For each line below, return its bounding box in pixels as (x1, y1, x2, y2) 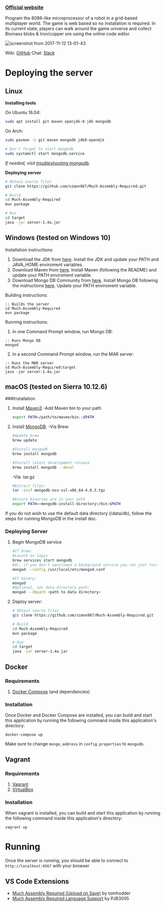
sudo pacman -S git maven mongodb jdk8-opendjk (5, 138, 105, 143)
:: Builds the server (5, 302, 50, 307)
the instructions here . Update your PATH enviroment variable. (12, 282, 137, 288)
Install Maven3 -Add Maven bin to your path (12, 405, 102, 411)
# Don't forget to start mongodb (5, 147, 74, 152)
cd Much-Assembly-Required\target (5, 365, 76, 370)
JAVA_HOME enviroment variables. (12, 261, 84, 268)
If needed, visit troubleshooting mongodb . (5, 160, 90, 166)
